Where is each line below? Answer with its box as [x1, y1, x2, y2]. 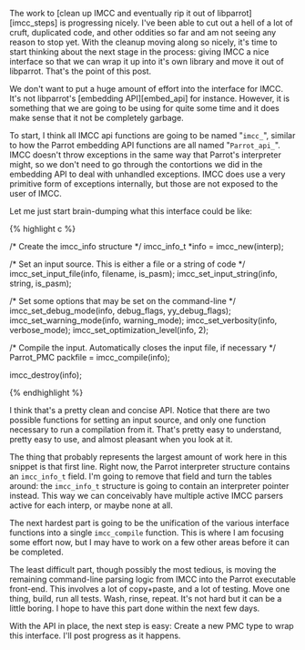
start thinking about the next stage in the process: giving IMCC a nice [9, 46, 269, 57]
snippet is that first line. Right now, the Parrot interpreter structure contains [9, 462, 290, 472]
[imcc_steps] [9, 17, 58, 28]
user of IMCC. [9, 188, 62, 198]
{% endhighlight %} [9, 387, 84, 398]
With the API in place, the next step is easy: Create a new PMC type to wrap [9, 621, 294, 631]
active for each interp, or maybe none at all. [9, 500, 173, 511]
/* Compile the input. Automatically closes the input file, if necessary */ [9, 342, 276, 353]
